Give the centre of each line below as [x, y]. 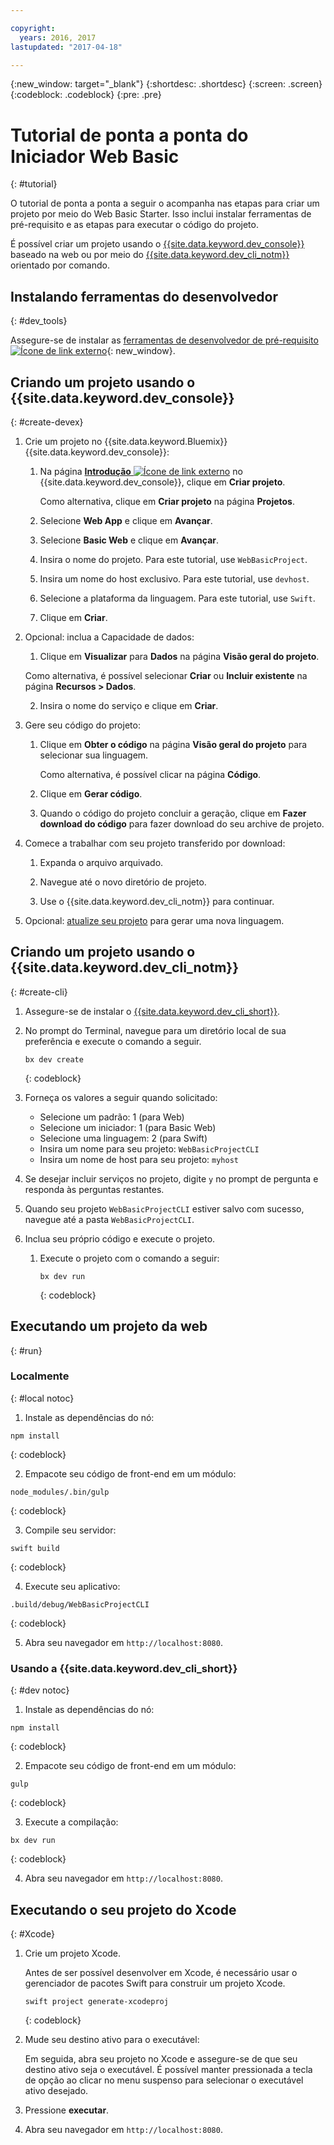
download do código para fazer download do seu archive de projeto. [182, 823]
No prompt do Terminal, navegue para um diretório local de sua [155, 1030]
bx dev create [54, 1059]
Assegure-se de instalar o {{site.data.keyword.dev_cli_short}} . [152, 1011]
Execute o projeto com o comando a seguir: [129, 1258]
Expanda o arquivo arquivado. [101, 862]
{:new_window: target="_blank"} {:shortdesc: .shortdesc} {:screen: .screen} [166, 84]
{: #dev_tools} [39, 321]
